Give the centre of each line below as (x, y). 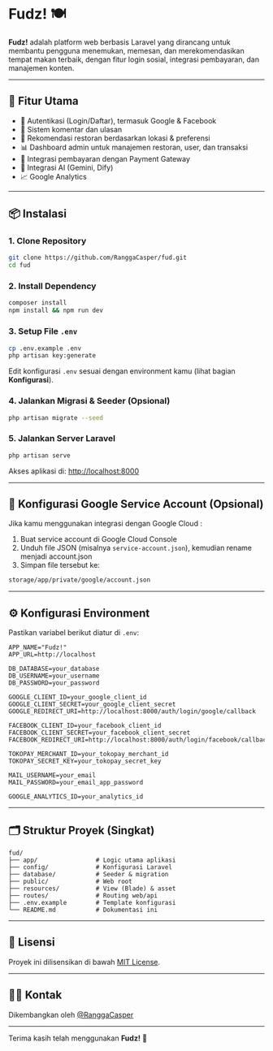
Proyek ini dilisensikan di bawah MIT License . (84, 962)
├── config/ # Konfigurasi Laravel (91, 867)
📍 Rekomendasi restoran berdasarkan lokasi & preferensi (115, 138)
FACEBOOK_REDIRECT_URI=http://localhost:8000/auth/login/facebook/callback (139, 740)
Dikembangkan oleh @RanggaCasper (71, 1014)
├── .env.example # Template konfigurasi (92, 902)
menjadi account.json (56, 556)
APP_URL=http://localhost (52, 655)
